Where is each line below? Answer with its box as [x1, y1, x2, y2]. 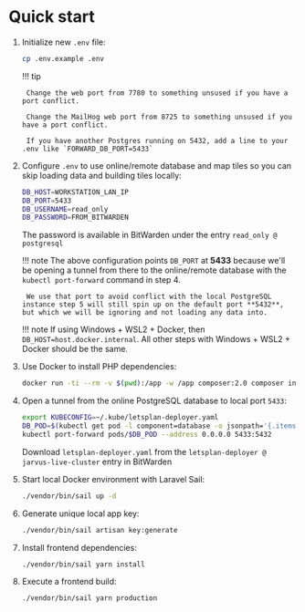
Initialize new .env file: [21, 36, 106, 47]
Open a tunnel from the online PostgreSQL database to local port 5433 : [21, 395, 287, 407]
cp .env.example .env [21, 54, 104, 63]
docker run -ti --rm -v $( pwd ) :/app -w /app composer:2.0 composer [21, 379, 285, 389]
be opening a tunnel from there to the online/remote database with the [21, 265, 287, 275]
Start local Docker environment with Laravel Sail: [21, 473, 205, 484]
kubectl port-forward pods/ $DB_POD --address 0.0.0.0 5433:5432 [21, 430, 272, 439]
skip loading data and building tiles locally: [21, 170, 182, 181]
